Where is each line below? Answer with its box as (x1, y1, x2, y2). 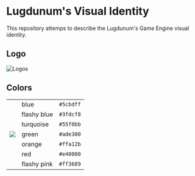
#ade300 (58, 130, 81, 137)
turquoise (21, 120, 49, 128)
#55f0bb (58, 120, 81, 128)
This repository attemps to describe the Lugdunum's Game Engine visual (6, 24, 190, 32)
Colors (6, 82, 32, 93)
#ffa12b (58, 141, 81, 147)
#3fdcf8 (58, 111, 81, 117)
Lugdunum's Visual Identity (6, 4, 149, 18)
